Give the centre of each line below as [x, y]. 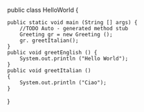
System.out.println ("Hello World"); [74, 58]
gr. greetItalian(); [49, 41]
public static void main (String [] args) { [72, 23]
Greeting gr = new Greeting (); [66, 34]
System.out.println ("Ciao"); [63, 82]
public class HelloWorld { [43, 10]
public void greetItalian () [49, 71]
